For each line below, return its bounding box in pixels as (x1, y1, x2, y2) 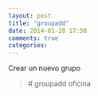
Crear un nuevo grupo (8, 63, 81, 73)
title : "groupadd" (8, 19, 69, 27)
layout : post (8, 11, 52, 20)
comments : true (8, 34, 59, 42)
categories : (8, 42, 48, 50)
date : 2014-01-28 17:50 (8, 26, 88, 34)
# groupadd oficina (27, 79, 92, 89)
